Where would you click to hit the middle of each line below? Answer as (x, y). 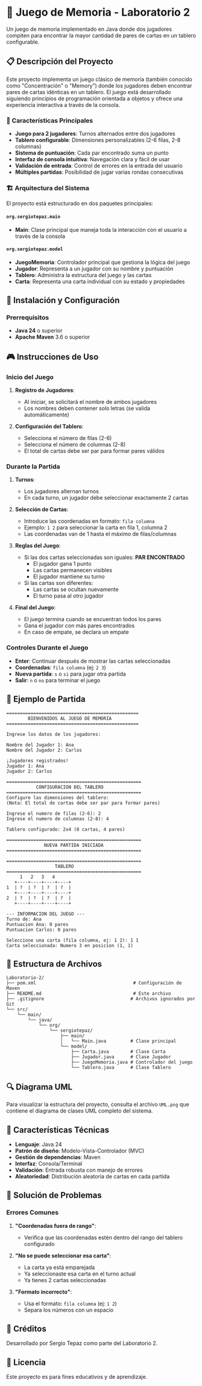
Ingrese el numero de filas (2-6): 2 (54, 813)
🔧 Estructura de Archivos (54, 964)
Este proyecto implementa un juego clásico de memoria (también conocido (99, 79)
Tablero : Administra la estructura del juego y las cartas (83, 275)
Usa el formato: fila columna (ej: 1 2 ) (71, 1303)
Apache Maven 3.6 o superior (52, 337)
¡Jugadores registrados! (37, 761)
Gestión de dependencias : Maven (58, 1157)
